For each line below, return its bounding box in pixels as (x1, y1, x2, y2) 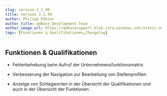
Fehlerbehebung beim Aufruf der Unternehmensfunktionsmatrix (12, 61, 144, 67)
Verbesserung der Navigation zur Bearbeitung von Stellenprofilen (12, 71, 147, 77)
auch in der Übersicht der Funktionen (12, 86, 89, 92)
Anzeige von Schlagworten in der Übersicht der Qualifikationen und (12, 81, 151, 87)
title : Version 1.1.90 (5, 12, 52, 17)
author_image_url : (5, 26, 43, 31)
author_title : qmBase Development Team (5, 21, 88, 26)
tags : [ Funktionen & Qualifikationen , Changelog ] (5, 30, 108, 35)
